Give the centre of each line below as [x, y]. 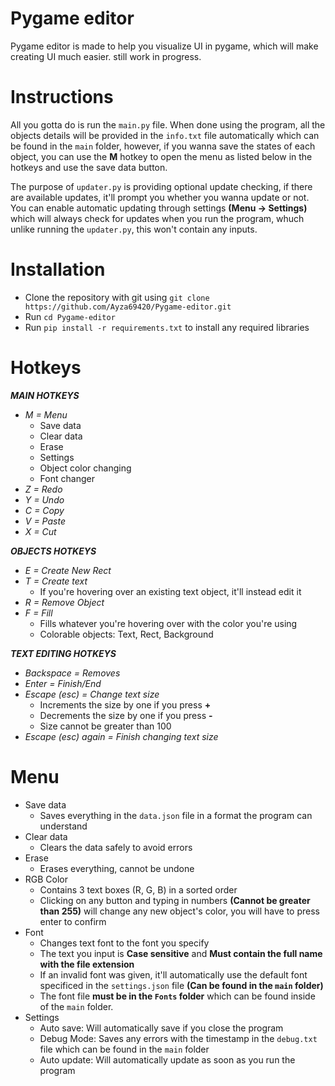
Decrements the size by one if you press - [126, 715]
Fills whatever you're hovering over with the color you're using [168, 623]
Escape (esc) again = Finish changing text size [121, 736]
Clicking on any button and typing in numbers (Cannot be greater [175, 900]
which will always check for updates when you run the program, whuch [157, 218]
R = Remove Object [64, 602]
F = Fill [38, 613]
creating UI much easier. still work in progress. [106, 56]
